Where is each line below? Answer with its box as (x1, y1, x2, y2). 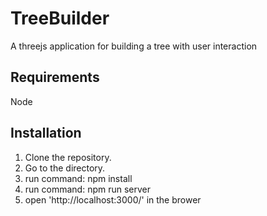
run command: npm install (24, 172, 133, 184)
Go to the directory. (24, 162, 106, 174)
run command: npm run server (24, 183, 152, 195)
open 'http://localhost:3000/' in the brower (24, 193, 202, 206)
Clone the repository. (24, 151, 112, 163)
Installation (10, 125, 82, 142)
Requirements (10, 69, 100, 86)
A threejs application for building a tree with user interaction (10, 40, 258, 52)
